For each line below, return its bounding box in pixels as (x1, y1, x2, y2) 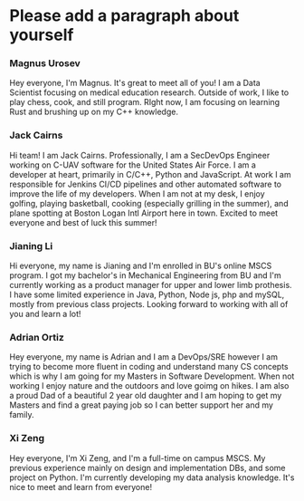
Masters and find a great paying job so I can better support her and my (9, 400, 274, 410)
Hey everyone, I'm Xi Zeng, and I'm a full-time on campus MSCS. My (9, 452, 266, 463)
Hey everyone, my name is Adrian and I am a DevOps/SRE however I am (9, 352, 279, 362)
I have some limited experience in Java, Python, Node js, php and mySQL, (9, 289, 285, 300)
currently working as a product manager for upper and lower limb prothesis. (9, 280, 292, 291)
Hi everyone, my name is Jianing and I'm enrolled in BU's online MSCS (9, 260, 272, 272)
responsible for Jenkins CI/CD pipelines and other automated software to (9, 178, 282, 189)
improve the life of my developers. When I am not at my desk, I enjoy (9, 188, 265, 199)
